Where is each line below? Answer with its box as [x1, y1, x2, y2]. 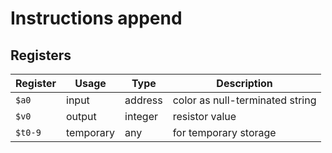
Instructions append [10, 7, 183, 30]
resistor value [172, 110, 237, 123]
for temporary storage [172, 126, 277, 139]
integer [124, 110, 158, 123]
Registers [10, 47, 72, 64]
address [124, 93, 163, 107]
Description [216, 77, 273, 90]
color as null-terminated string [172, 93, 317, 107]
